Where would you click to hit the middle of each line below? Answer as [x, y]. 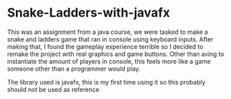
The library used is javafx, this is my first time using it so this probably [106, 82]
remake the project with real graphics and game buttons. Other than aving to [116, 54]
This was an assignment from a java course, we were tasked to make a [108, 32]
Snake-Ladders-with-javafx [89, 13]
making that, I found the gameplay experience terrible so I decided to [105, 46]
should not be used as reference [53, 89]
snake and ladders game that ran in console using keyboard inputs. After [110, 39]
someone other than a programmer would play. [74, 69]
